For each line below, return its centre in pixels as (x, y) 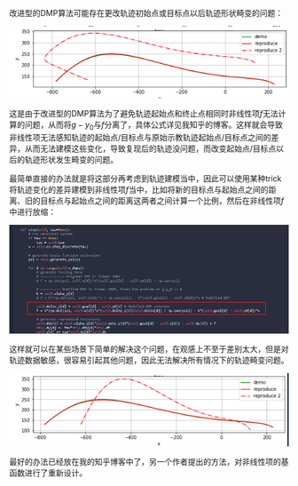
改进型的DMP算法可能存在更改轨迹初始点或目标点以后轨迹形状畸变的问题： (146, 13)
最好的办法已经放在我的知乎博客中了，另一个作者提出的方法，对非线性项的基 (149, 462)
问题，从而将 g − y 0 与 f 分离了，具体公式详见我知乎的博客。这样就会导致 (154, 125)
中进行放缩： (32, 211)
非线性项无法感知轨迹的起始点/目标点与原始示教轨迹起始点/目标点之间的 (141, 137)
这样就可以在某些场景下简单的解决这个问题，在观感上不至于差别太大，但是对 (149, 349)
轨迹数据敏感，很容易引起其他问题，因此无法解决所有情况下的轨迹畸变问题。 (149, 360)
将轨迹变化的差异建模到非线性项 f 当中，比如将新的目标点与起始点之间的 (139, 189)
